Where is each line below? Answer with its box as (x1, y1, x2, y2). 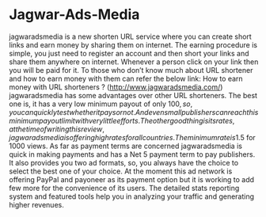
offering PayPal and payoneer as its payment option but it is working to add (9, 174, 255, 184)
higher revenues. (9, 200, 64, 209)
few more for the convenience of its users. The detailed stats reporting (9, 183, 240, 192)
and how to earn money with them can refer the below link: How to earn (9, 74, 244, 83)
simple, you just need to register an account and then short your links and (9, 48, 249, 58)
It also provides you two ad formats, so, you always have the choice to (9, 158, 239, 167)
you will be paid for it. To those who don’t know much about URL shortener (9, 65, 253, 74)
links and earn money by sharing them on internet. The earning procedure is (9, 40, 258, 49)
